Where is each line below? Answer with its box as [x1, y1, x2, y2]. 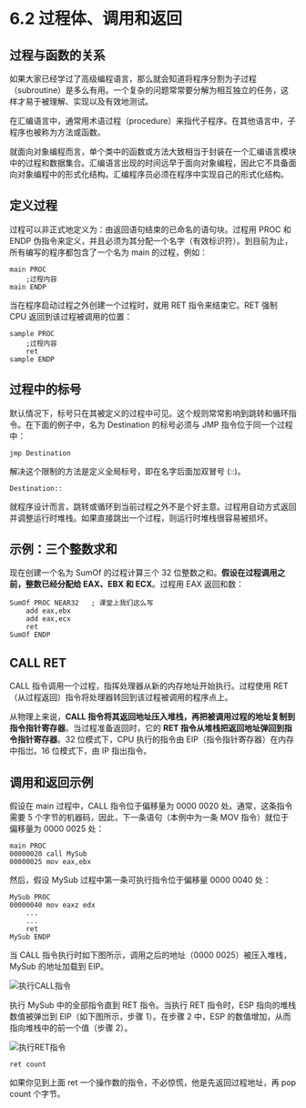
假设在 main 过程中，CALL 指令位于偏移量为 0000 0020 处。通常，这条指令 [9, 800, 293, 811]
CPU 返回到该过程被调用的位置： [9, 310, 133, 321]
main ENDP [9, 282, 47, 291]
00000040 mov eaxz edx [9, 900, 96, 910]
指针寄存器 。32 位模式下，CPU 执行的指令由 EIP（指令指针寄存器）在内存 [16, 734, 294, 745]
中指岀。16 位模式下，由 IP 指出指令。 [9, 746, 152, 757]
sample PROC [9, 329, 55, 338]
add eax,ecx [25, 615, 71, 624]
